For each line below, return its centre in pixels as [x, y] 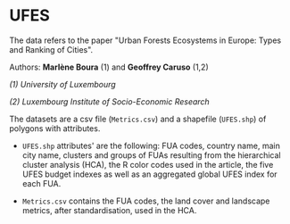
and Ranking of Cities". [51, 49]
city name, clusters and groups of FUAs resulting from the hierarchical [151, 155]
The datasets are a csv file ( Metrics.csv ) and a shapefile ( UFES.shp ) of [138, 119]
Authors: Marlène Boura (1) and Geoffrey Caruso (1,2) [109, 67]
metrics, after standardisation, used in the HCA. [109, 210]
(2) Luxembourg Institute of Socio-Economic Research [109, 101]
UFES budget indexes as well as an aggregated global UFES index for [150, 174]
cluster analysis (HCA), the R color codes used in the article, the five [148, 164]
